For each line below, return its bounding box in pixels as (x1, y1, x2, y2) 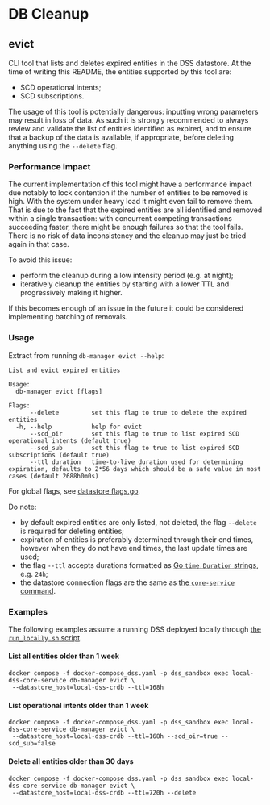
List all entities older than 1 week (8, 651, 119, 661)
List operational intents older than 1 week (8, 700, 149, 710)
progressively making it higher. (19, 288, 123, 298)
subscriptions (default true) (8, 451, 110, 459)
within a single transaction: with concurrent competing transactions (8, 214, 232, 223)
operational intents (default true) (8, 436, 131, 444)
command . (19, 586, 56, 595)
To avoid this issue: (8, 255, 73, 265)
